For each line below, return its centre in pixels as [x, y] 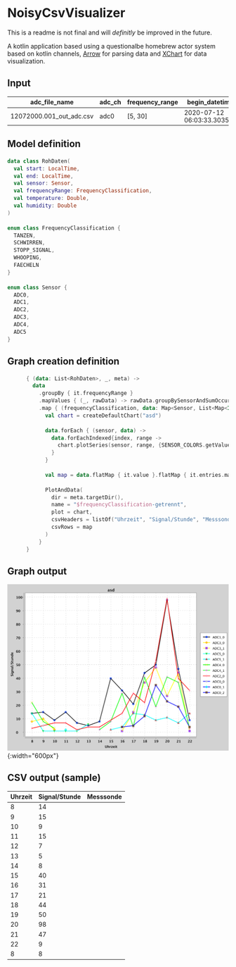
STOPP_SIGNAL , [34, 250]
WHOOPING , [28, 258]
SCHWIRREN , [29, 243]
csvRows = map [72, 527]
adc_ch [110, 102]
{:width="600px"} [33, 756]
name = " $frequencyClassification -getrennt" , [119, 505]
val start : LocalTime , [47, 168]
